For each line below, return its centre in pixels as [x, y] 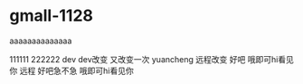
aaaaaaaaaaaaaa [41, 41]
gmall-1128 [51, 16]
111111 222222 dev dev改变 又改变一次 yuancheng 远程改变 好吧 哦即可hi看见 [151, 59]
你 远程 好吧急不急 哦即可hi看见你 [71, 70]
